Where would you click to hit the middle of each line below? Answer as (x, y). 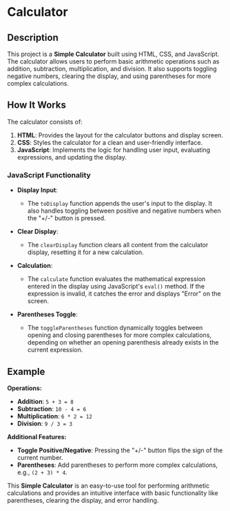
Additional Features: (37, 436)
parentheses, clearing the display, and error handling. (83, 500)
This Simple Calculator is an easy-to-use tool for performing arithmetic (108, 485)
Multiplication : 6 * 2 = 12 (55, 416)
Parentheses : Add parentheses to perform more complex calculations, (117, 465)
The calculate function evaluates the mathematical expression (116, 279)
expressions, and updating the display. (72, 157)
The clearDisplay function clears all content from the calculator (118, 245)
